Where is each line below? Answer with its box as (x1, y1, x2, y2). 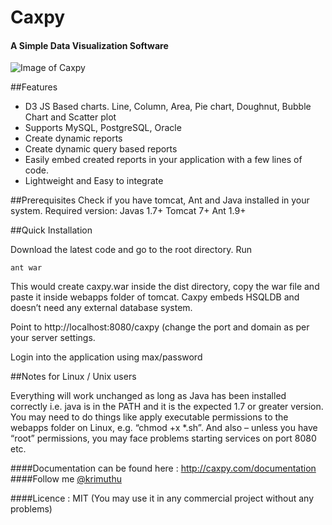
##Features (10, 81, 58, 93)
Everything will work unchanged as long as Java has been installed (10, 390, 287, 402)
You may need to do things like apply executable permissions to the (10, 411, 289, 423)
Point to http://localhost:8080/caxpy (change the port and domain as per (10, 321, 310, 333)
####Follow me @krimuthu (10, 473, 122, 485)
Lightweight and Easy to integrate (24, 175, 164, 187)
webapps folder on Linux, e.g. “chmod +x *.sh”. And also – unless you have (10, 422, 318, 434)
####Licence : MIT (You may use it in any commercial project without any (10, 492, 314, 505)
